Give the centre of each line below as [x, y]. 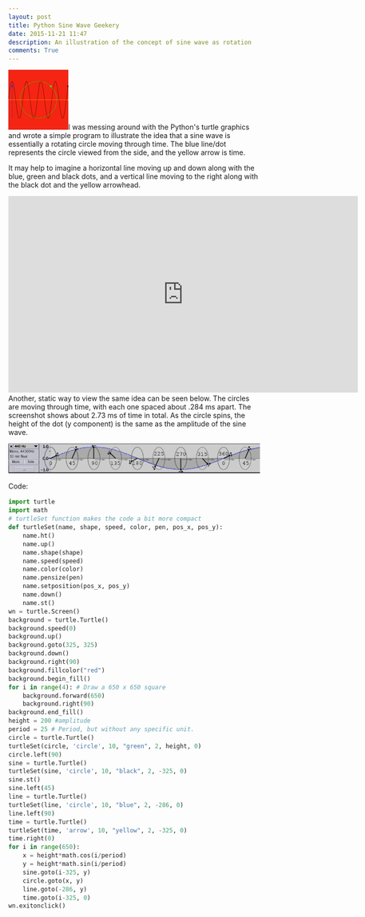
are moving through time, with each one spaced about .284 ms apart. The [130, 407]
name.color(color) [53, 569]
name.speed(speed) [53, 561]
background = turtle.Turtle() [59, 620]
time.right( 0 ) [32, 839]
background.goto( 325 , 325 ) [53, 645]
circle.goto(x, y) [53, 881]
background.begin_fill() [50, 678]
